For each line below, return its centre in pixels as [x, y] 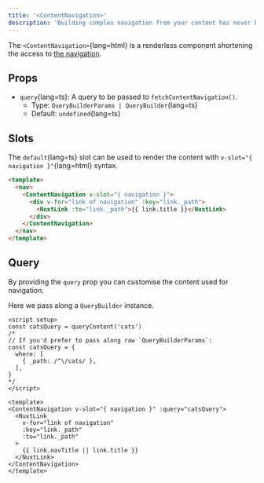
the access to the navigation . [55, 53]
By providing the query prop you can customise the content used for [118, 282]
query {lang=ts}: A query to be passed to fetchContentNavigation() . [128, 97]
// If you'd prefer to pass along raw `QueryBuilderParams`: [110, 340]
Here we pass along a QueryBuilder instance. [81, 305]
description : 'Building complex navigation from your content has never [130, 23]
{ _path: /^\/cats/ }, [59, 361]
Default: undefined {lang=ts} [76, 114]
